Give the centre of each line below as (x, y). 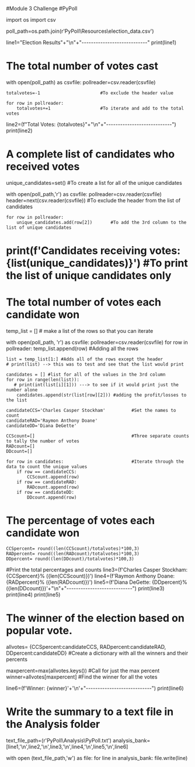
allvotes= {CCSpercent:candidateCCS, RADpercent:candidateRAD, (86, 646)
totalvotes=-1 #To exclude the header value (90, 93)
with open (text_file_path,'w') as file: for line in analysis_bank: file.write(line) (97, 758)
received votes (43, 167)
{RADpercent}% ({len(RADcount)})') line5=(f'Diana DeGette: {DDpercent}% (97, 582)
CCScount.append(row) (53, 477)
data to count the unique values (47, 467)
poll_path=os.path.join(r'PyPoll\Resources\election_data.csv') (80, 31)
